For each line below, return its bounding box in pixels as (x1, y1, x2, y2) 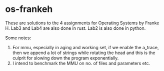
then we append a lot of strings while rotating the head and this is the (12, 50, 156, 56)
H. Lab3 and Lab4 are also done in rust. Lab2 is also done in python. (5, 25, 146, 31)
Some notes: (5, 35, 31, 41)
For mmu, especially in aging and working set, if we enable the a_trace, (12, 44, 159, 50)
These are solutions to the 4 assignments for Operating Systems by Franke (5, 20, 159, 26)
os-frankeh (5, 3, 53, 15)
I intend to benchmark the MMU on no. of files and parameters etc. (12, 60, 150, 66)
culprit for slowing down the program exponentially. (12, 55, 119, 61)
